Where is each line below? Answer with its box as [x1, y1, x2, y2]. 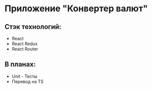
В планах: [4, 60, 36, 69]
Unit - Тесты [11, 73, 37, 79]
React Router [11, 46, 38, 52]
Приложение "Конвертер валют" [4, 3, 148, 14]
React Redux [11, 41, 38, 47]
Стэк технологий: [4, 23, 62, 31]
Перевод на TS [11, 78, 44, 84]
